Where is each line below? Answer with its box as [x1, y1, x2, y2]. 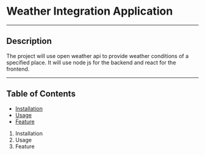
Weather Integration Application [6, 4, 173, 18]
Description [6, 36, 52, 46]
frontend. [6, 65, 30, 73]
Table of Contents [6, 88, 76, 99]
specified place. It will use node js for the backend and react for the [6, 59, 176, 66]
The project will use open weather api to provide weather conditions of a [6, 52, 189, 59]
